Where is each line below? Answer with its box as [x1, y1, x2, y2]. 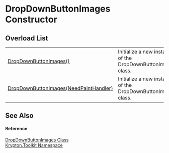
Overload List [5, 34, 48, 42]
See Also [5, 112, 34, 120]
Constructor [5, 14, 58, 25]
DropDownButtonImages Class [5, 137, 69, 143]
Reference [5, 125, 28, 131]
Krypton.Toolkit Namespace [5, 142, 63, 148]
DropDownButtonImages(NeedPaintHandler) [8, 85, 113, 91]
